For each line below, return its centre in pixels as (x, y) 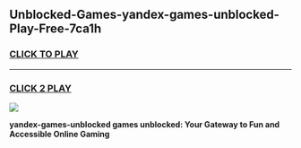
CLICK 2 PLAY (40, 88)
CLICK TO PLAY (44, 55)
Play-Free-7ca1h (56, 29)
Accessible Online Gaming (60, 134)
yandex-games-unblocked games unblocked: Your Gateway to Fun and (145, 124)
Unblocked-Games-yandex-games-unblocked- (144, 15)
